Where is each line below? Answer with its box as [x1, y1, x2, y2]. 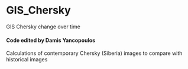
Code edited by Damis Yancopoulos [6, 37, 96, 44]
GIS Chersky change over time [6, 23, 81, 30]
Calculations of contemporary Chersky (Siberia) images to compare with [6, 50, 183, 57]
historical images [6, 56, 48, 63]
